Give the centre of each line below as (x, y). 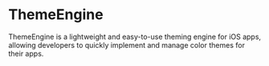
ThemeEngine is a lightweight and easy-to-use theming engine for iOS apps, (135, 37)
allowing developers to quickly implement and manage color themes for (126, 45)
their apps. (26, 53)
